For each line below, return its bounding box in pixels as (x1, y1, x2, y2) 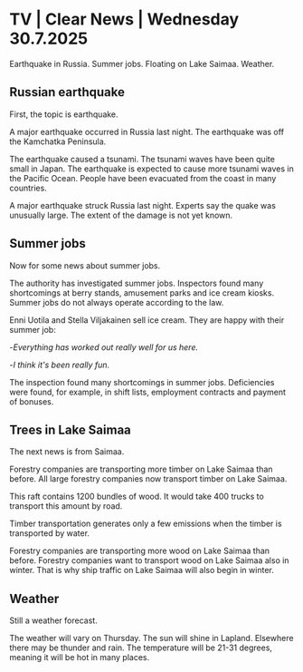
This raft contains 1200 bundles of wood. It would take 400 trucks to (9, 491, 264, 502)
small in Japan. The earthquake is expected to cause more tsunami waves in (9, 163, 294, 174)
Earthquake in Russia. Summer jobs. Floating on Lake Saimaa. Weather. (9, 58, 275, 69)
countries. (9, 182, 47, 193)
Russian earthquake (9, 84, 125, 100)
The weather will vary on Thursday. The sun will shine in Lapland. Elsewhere (9, 633, 294, 644)
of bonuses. (9, 395, 54, 407)
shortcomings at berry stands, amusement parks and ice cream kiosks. (9, 287, 274, 298)
